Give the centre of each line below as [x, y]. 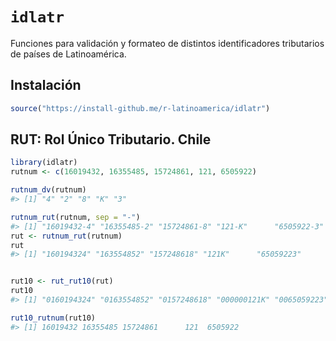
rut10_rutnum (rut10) [53, 318]
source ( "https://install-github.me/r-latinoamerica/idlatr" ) [140, 108]
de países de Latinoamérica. [68, 54]
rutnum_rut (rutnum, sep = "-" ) [75, 217]
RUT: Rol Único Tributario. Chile [111, 139]
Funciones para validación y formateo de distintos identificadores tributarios [167, 43]
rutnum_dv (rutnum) [48, 190]
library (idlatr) [44, 163]
